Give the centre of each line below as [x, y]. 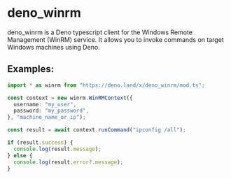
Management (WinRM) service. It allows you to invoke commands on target [115, 39]
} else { [20, 155]
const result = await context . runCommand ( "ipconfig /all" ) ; [97, 130]
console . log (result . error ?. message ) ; [69, 162]
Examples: [31, 69]
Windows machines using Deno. [54, 47]
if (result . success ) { [40, 143]
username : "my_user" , [45, 104]
